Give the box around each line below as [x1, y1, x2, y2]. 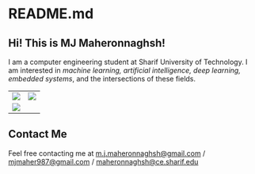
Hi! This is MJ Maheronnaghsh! [8, 36, 166, 50]
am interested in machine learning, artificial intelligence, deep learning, [8, 66, 242, 75]
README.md [8, 5, 94, 23]
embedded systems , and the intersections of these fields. [8, 74, 196, 83]
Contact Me [8, 127, 67, 141]
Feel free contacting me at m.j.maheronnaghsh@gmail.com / [8, 148, 206, 158]
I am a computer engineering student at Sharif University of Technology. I [8, 57, 248, 66]
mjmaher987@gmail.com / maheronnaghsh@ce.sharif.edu [8, 157, 199, 166]
